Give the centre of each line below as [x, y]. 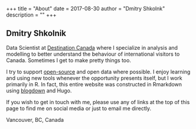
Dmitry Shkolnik [36, 33]
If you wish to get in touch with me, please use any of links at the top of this [98, 102]
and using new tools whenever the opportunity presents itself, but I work [94, 78]
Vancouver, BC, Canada [35, 120]
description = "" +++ [32, 15]
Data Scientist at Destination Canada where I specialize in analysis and [92, 47]
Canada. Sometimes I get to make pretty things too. [69, 60]
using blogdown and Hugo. [39, 91]
